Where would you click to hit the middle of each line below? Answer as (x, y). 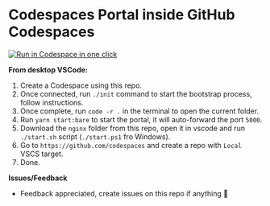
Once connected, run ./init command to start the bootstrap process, (136, 93)
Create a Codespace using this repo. (81, 85)
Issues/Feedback (38, 178)
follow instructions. (52, 102)
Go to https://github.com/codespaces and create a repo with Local (131, 145)
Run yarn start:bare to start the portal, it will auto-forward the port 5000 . (141, 119)
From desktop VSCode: (48, 69)
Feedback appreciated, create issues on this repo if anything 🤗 (124, 193)
